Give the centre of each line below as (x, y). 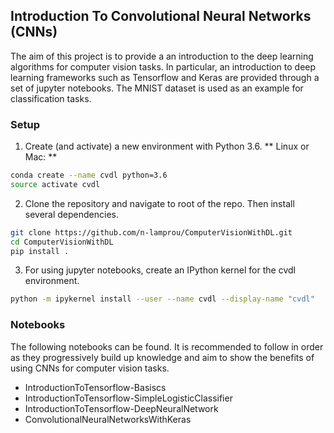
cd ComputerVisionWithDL (62, 242)
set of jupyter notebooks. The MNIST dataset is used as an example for (157, 88)
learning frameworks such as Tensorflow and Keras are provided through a (165, 77)
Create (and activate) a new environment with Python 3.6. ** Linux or (167, 146)
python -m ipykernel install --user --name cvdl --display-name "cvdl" (162, 299)
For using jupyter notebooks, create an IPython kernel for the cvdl (160, 270)
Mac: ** (41, 157)
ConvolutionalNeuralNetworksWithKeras (108, 419)
